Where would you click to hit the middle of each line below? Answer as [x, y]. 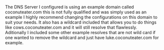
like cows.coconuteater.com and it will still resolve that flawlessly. [71, 27]
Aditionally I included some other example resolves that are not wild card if [80, 32]
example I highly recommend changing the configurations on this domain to [81, 17]
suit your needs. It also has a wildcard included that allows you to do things [81, 22]
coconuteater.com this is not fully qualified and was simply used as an [76, 12]
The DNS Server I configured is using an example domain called [70, 7]
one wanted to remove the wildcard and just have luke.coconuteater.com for [82, 37]
